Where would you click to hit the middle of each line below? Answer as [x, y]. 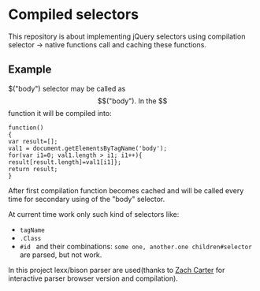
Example [30, 70]
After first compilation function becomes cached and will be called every [126, 190]
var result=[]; [33, 141]
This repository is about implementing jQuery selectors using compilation [127, 36]
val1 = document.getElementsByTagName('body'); [88, 148]
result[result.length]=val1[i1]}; [65, 162]
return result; [33, 169]
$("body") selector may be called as [67, 88]
